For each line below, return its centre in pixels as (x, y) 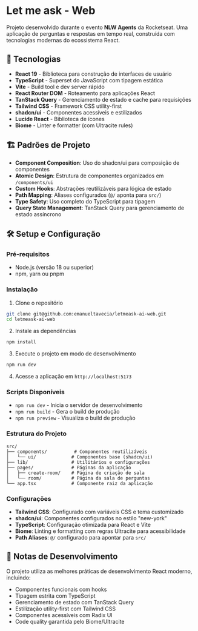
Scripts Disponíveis (35, 392)
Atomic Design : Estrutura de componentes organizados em (89, 176)
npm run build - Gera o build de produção (67, 412)
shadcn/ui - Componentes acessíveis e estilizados (78, 112)
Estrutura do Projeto (37, 434)
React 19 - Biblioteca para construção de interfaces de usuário (93, 74)
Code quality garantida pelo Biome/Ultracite (70, 621)
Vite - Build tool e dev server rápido (60, 87)
